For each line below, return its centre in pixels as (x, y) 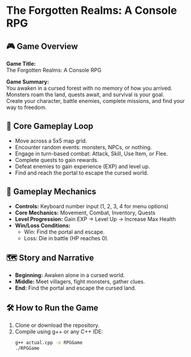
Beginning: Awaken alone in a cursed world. (70, 275)
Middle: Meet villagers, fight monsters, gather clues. (80, 282)
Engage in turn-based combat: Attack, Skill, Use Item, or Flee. (91, 154)
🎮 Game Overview (42, 46)
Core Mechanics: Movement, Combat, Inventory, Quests (85, 213)
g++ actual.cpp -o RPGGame (49, 343)
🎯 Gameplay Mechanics (51, 192)
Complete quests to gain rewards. (57, 160)
